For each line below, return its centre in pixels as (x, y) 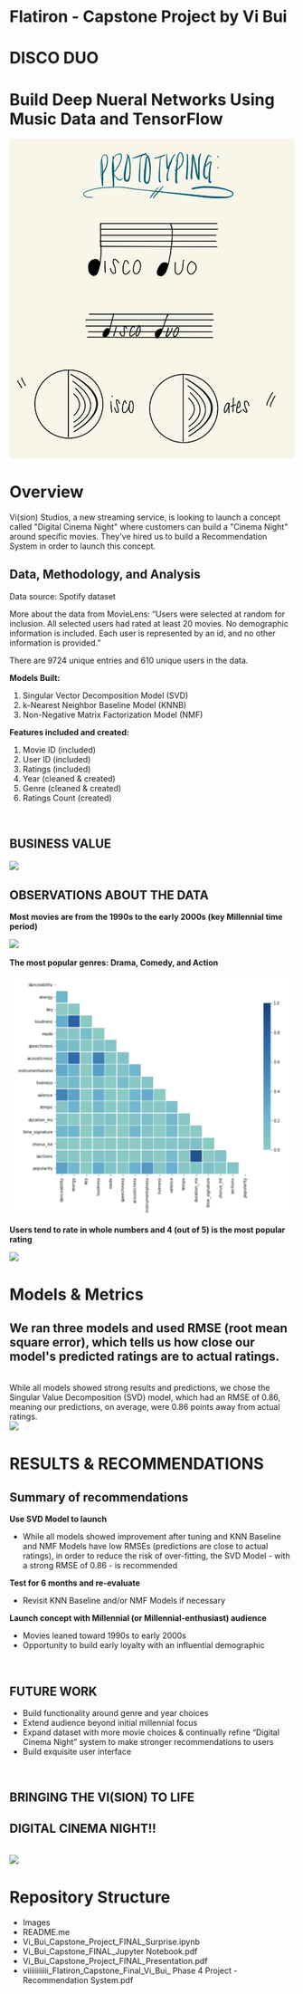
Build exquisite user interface (77, 1751)
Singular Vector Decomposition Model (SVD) (105, 695)
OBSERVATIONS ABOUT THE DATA (109, 895)
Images (36, 1922)
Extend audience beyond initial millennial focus (110, 1722)
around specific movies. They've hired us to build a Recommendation (138, 536)
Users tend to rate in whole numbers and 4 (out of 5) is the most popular (147, 1230)
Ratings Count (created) (67, 798)
